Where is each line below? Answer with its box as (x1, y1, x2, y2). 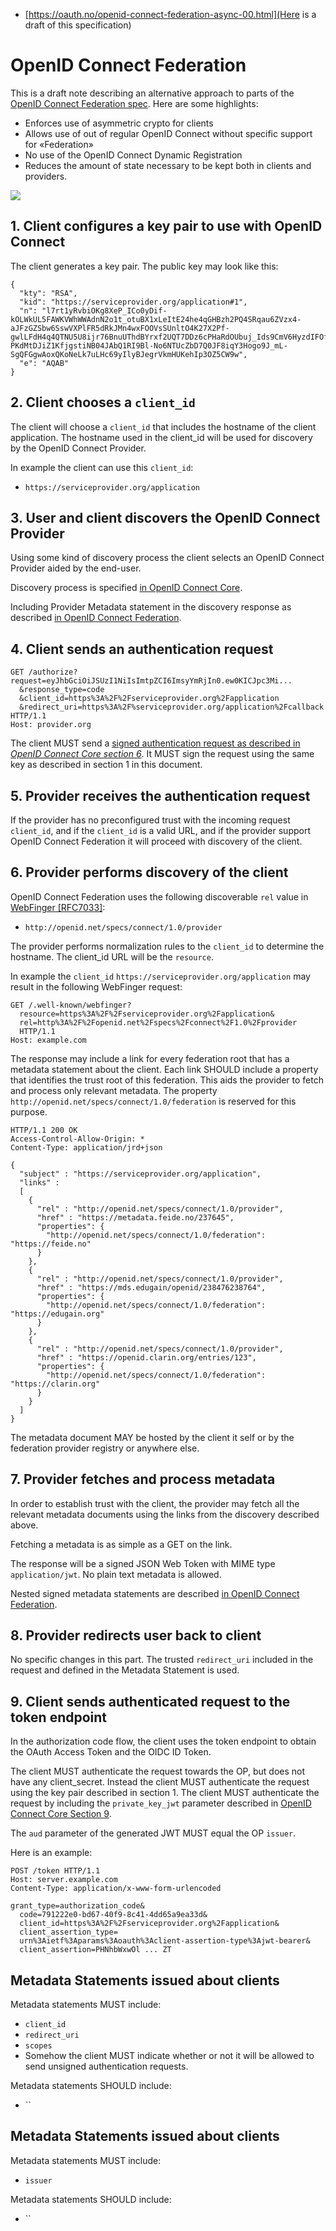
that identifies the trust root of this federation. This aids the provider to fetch (10, 1074, 325, 1086)
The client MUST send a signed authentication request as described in (10, 737, 301, 749)
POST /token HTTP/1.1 (10, 1866, 101, 1876)
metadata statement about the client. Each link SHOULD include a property (10, 1063, 319, 1075)
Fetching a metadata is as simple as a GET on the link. (10, 1538, 233, 1550)
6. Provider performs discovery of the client (10, 864, 289, 881)
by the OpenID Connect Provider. (10, 442, 147, 454)
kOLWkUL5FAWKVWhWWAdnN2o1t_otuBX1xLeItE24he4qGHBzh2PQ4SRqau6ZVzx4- (10, 314, 302, 324)
